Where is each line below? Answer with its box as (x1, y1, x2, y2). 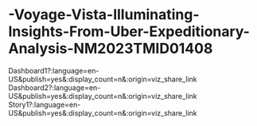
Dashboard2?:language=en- (8, 82, 101, 93)
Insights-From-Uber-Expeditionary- (8, 22, 251, 41)
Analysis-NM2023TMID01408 (8, 40, 213, 57)
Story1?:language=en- (8, 100, 81, 109)
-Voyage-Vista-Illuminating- (8, 6, 201, 24)
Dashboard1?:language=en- (8, 65, 99, 75)
